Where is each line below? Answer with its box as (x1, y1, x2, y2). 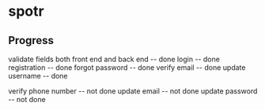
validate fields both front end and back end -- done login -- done (8, 54, 220, 64)
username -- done (8, 71, 69, 80)
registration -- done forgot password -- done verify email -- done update (8, 63, 246, 72)
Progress (8, 34, 54, 47)
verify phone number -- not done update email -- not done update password (8, 86, 258, 96)
